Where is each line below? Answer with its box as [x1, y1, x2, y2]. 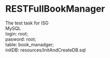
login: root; [5, 31, 28, 37]
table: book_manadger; [5, 41, 54, 47]
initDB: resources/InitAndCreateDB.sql [5, 47, 86, 53]
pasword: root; [5, 36, 36, 42]
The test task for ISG [5, 20, 49, 26]
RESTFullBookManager [5, 3, 105, 15]
